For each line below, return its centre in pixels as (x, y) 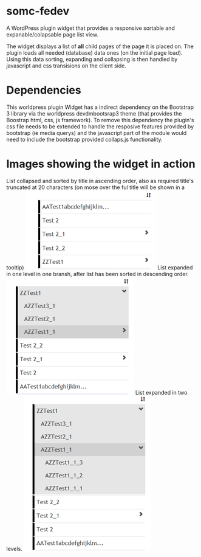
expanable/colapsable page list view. (53, 34)
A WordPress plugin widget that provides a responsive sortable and (90, 28)
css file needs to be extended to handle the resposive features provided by (100, 126)
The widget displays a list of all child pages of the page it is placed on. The (100, 46)
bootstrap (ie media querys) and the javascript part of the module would (97, 133)
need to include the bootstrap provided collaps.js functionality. (84, 139)
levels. (14, 548)
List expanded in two (161, 392)
